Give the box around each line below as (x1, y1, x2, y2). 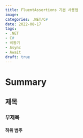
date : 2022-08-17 (5, 21, 41, 27)
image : (5, 12, 19, 17)
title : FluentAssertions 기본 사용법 (5, 7, 78, 13)
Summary (5, 76, 46, 87)
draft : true (5, 54, 30, 60)
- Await (5, 50, 21, 55)
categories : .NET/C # (5, 17, 48, 22)
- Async (5, 45, 21, 50)
